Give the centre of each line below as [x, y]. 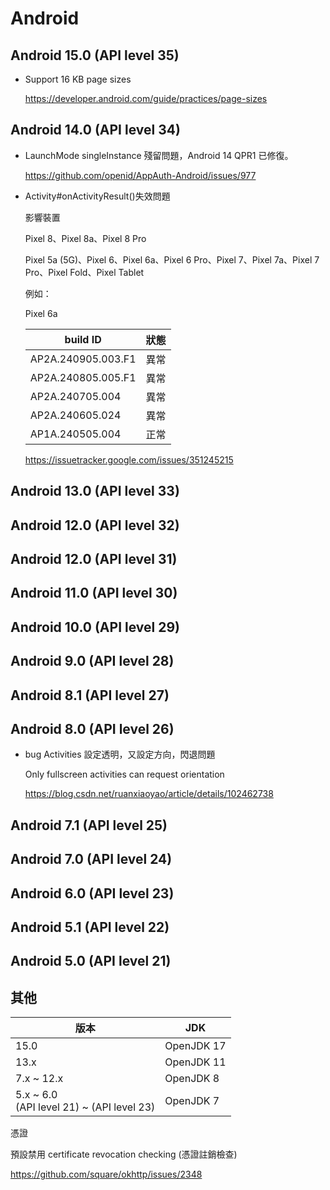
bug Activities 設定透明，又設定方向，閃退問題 [120, 754]
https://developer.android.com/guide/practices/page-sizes [146, 98]
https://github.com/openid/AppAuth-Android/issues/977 [140, 175]
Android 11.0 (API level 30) [94, 593]
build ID [83, 339]
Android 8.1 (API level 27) [90, 695]
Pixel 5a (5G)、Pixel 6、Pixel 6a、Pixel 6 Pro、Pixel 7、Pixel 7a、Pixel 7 [172, 259]
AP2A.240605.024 [75, 415]
